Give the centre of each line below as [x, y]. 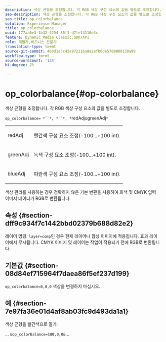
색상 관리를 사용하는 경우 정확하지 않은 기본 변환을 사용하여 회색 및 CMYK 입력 [81, 192]
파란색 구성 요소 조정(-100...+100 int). [77, 174]
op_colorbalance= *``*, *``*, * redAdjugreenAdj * [57, 118]
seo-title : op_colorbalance [34, 19]
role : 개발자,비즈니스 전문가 [31, 42]
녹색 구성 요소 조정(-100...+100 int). [75, 155]
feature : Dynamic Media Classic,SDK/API [47, 38]
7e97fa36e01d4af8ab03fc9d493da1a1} [67, 312]
